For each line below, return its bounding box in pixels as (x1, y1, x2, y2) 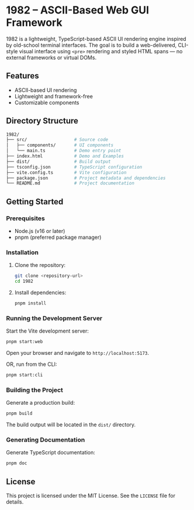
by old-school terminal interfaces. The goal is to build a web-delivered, (6, 42, 177, 49)
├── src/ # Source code (6, 137, 109, 143)
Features (6, 71, 39, 81)
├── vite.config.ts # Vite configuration (6, 169, 127, 176)
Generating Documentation (6, 436, 85, 444)
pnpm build (6, 410, 33, 416)
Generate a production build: (6, 399, 75, 406)
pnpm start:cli (6, 372, 43, 378)
